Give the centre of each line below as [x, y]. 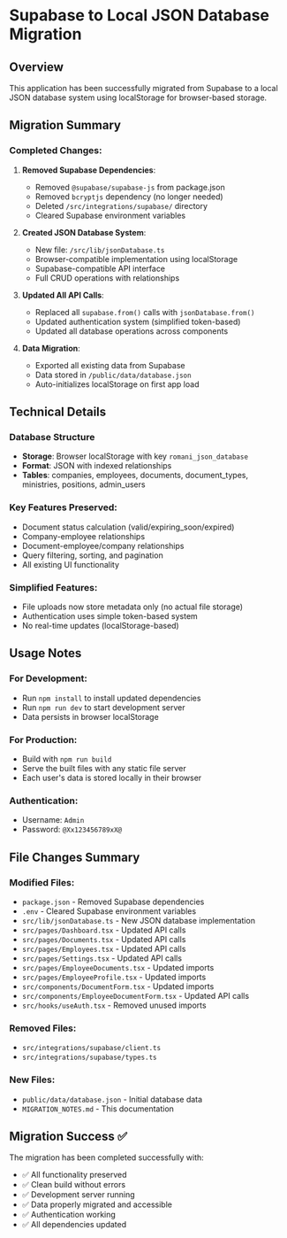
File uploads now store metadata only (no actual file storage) [132, 607]
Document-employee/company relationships [103, 545]
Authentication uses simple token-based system [110, 615]
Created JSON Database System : [84, 232]
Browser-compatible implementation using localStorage [136, 259]
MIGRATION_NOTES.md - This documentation [98, 1109]
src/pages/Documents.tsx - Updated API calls [104, 939]
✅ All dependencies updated [74, 1225]
